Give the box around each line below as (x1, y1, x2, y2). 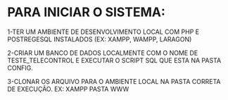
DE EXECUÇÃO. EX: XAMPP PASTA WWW (7, 85, 129, 93)
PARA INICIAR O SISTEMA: (7, 4, 165, 20)
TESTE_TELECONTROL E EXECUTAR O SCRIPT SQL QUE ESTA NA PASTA (7, 56, 222, 64)
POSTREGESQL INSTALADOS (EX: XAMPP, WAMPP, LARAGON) (7, 35, 192, 43)
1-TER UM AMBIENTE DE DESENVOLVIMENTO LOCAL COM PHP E (7, 27, 199, 36)
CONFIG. (7, 63, 33, 72)
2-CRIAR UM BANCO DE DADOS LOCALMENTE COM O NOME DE (7, 49, 198, 57)
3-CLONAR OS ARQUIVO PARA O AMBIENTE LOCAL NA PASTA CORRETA (7, 77, 221, 85)
